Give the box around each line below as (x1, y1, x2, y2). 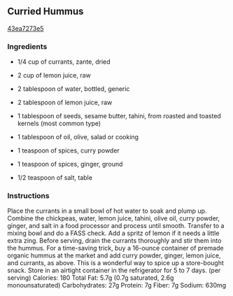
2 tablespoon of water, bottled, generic (17, 85, 130, 93)
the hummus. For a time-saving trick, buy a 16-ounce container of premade (7, 244, 224, 253)
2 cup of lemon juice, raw (17, 71, 91, 80)
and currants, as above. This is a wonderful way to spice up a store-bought (7, 259, 224, 267)
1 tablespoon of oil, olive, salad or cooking (17, 133, 139, 141)
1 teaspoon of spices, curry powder (17, 146, 120, 155)
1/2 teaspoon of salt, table (17, 174, 93, 182)
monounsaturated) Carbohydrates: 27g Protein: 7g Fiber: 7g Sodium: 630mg (7, 281, 227, 290)
